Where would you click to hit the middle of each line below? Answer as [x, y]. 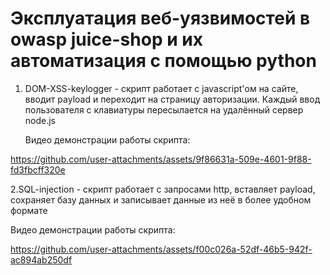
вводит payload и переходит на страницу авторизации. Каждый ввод [172, 99]
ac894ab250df [41, 259]
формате [29, 210]
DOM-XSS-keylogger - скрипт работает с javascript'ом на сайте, [161, 88]
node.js [40, 120]
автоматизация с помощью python [163, 61]
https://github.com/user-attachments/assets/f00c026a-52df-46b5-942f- [161, 249]
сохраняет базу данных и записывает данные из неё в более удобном [161, 199]
